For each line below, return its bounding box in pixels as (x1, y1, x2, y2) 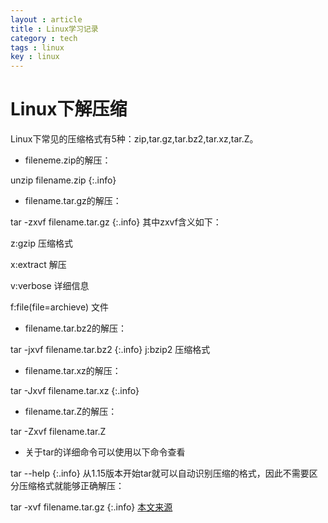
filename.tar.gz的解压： (24, 195, 122, 207)
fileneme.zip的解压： (24, 154, 112, 166)
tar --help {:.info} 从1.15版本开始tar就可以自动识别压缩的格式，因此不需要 (10, 467, 310, 480)
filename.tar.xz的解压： (24, 365, 122, 377)
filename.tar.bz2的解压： (24, 322, 128, 335)
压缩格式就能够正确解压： (18, 480, 125, 492)
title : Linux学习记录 (10, 24, 99, 34)
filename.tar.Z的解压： (24, 406, 118, 418)
